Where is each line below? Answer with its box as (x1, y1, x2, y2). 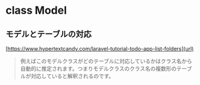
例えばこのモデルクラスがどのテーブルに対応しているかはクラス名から (20, 57, 192, 65)
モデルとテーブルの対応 (5, 29, 92, 39)
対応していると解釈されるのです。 (30, 72, 114, 80)
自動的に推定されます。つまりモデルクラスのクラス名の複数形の (20, 65, 177, 72)
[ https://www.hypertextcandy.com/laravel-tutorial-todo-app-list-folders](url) (5, 45, 194, 52)
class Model (5, 4, 67, 17)
